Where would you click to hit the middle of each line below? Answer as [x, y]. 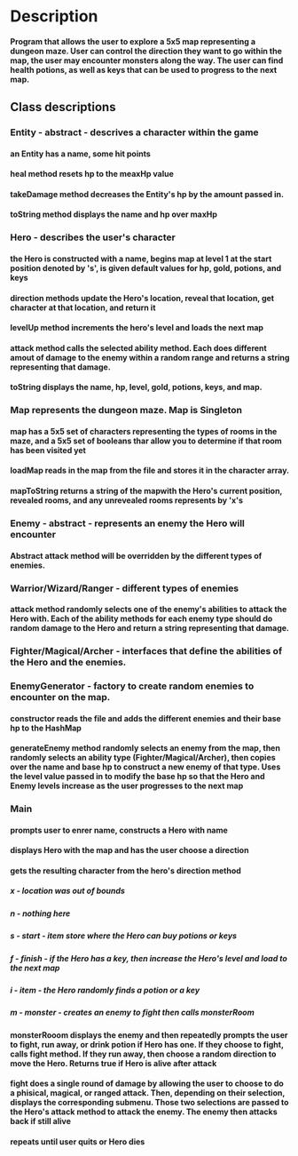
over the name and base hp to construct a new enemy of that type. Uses [145, 767]
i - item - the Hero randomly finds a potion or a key [105, 990]
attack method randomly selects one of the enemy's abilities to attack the [149, 610]
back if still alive [41, 1121]
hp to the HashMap [46, 728]
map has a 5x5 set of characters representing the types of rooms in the [144, 431]
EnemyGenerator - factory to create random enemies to [132, 686]
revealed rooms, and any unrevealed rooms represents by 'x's [126, 500]
